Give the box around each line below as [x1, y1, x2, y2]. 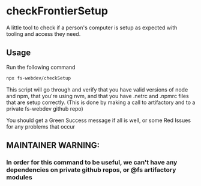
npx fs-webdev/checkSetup [6, 75, 71, 81]
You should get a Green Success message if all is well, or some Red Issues [6, 117, 191, 124]
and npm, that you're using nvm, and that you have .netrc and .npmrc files [6, 92, 189, 99]
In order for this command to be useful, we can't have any [6, 158, 178, 166]
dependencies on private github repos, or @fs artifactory [6, 166, 176, 174]
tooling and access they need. [6, 30, 81, 37]
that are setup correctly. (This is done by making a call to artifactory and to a [6, 99, 196, 106]
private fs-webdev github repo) [6, 105, 84, 112]
